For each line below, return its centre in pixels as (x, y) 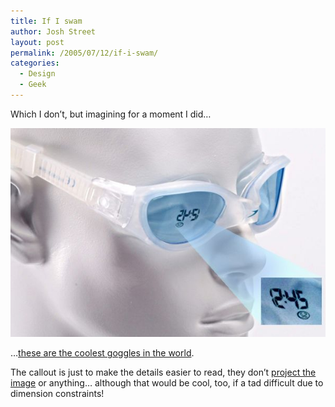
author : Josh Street (53, 31)
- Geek (33, 85)
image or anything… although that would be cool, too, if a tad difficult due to (167, 383)
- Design (37, 74)
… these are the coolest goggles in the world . (102, 353)
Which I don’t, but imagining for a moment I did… (111, 114)
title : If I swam (46, 21)
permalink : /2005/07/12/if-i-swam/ (84, 53)
